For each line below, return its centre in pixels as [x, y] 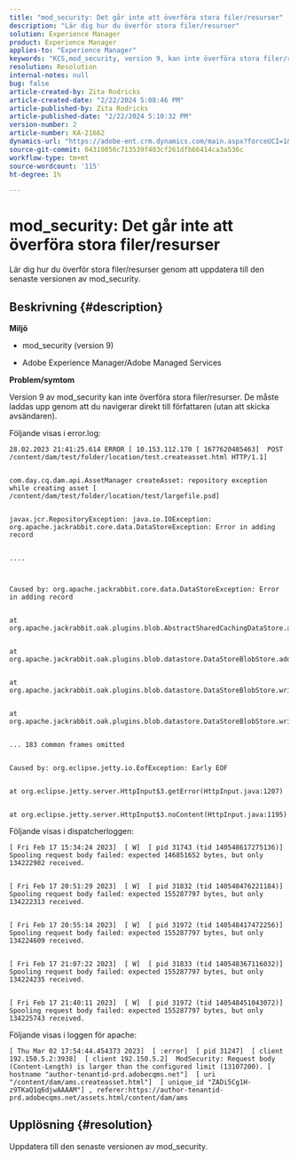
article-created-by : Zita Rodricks [75, 91]
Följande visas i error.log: [55, 433]
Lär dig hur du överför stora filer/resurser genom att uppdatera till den [137, 270]
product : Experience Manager [63, 42]
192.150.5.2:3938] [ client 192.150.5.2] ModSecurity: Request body [142, 1059]
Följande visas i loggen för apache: [73, 1035]
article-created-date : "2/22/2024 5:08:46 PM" [97, 100]
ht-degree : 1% [35, 174]
